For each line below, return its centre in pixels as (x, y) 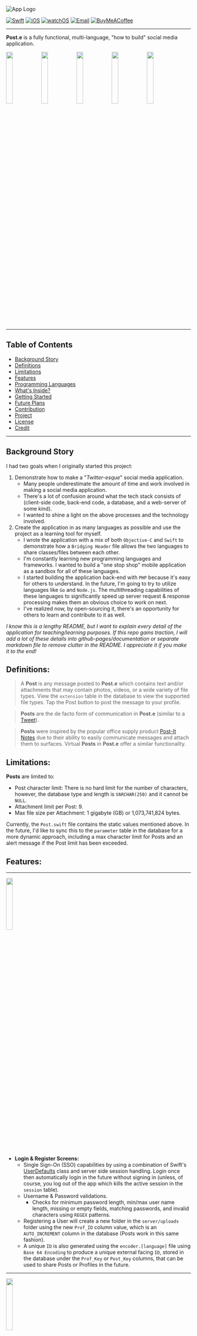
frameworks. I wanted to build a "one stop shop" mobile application (105, 565)
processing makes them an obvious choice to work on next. (95, 602)
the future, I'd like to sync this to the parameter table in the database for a (94, 831)
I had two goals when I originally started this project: (69, 466)
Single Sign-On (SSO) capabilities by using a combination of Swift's (105, 1165)
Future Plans (30, 403)
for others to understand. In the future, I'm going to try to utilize (100, 583)
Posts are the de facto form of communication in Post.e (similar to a (103, 714)
